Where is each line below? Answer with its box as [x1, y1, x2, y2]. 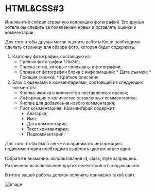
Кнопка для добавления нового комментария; [19, 100, 116, 106]
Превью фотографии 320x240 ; [19, 58, 80, 64]
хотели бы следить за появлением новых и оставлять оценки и [5, 24, 137, 30]
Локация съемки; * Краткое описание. [19, 74, 100, 80]
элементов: [12, 84, 36, 90]
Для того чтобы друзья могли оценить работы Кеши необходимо [5, 38, 141, 44]
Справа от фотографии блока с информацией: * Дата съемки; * [19, 69, 152, 75]
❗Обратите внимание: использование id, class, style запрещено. [5, 155, 138, 161]
